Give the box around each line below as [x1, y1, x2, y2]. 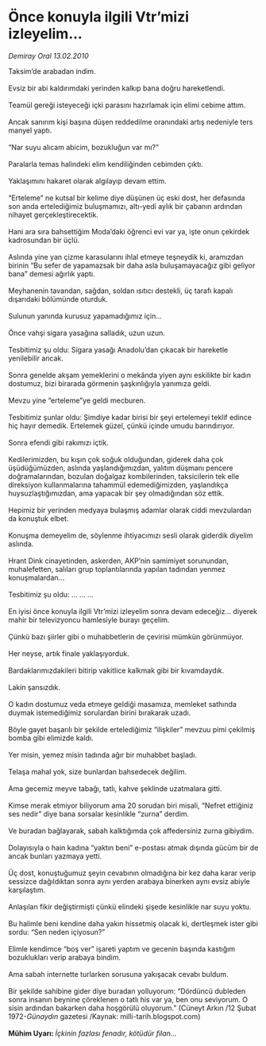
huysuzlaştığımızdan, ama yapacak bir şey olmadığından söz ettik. [8, 488, 225, 498]
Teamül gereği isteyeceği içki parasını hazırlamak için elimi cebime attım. [8, 100, 246, 110]
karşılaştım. [8, 885, 46, 894]
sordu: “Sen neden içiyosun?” [8, 927, 106, 936]
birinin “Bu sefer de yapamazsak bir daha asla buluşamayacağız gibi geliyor [8, 261, 256, 270]
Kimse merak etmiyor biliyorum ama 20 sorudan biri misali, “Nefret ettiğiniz [8, 801, 254, 810]
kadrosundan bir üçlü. [8, 235, 80, 245]
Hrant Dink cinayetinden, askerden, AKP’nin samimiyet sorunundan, [8, 556, 229, 565]
